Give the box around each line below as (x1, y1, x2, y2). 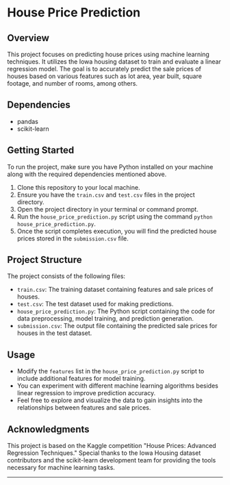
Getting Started (7, 145, 75, 156)
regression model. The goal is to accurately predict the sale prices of (7, 65, 202, 73)
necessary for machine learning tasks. (7, 464, 115, 472)
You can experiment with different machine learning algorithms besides (16, 382, 219, 390)
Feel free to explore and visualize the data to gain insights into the (16, 396, 203, 405)
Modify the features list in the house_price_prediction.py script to (16, 367, 205, 375)
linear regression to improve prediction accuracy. (16, 389, 156, 397)
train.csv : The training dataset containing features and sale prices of (16, 286, 214, 294)
